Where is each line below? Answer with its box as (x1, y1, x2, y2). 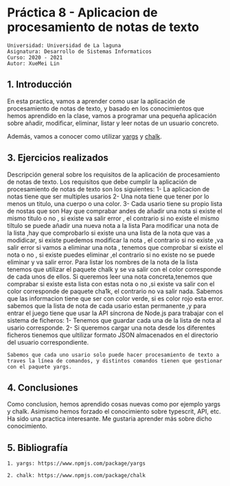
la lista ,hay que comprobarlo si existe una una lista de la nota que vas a (7, 229, 211, 237)
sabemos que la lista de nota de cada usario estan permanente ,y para (7, 301, 207, 310)
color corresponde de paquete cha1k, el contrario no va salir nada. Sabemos (7, 287, 223, 295)
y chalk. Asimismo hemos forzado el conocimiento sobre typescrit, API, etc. (7, 407, 221, 416)
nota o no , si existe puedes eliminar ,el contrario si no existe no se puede (7, 251, 215, 259)
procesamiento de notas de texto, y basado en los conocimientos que (7, 104, 205, 113)
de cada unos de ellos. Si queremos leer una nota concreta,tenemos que (7, 273, 213, 281)
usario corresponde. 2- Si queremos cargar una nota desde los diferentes (7, 323, 216, 332)
